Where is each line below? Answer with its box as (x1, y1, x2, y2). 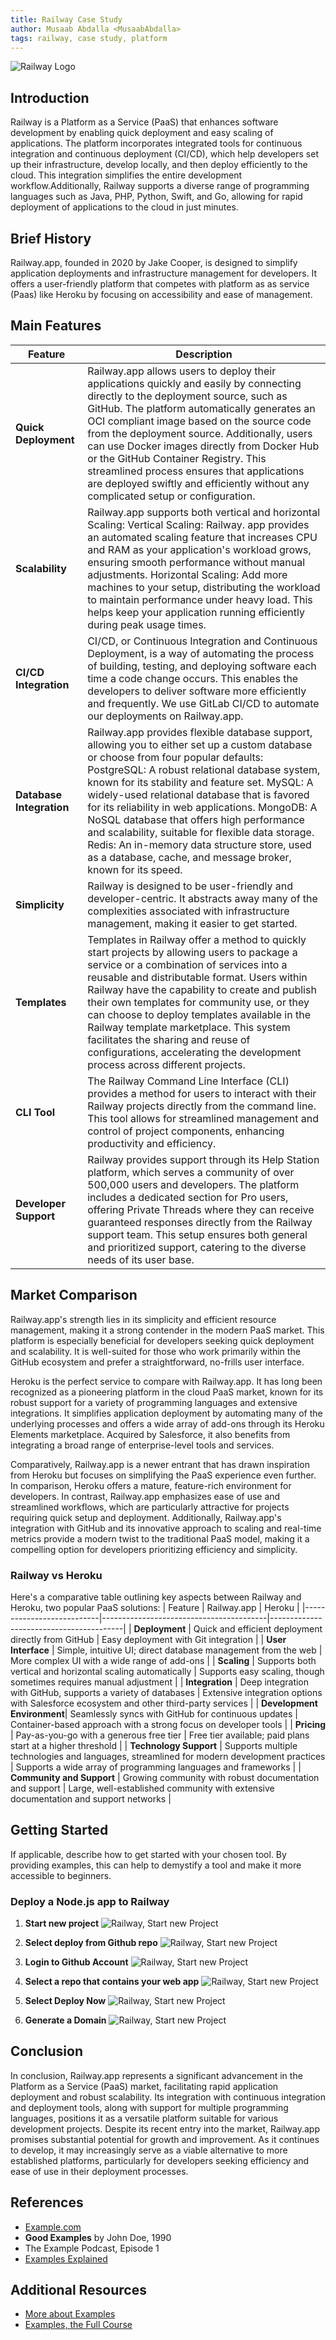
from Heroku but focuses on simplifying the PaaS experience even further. (10, 1469, 317, 1481)
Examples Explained (24, 2252, 108, 2265)
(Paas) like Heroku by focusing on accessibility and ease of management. (10, 289, 313, 300)
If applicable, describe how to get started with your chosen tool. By (10, 1848, 287, 1860)
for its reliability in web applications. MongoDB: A (87, 800, 318, 814)
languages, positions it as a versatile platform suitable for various (10, 2112, 279, 2124)
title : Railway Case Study (10, 14, 123, 25)
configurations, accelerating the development (87, 1045, 302, 1059)
